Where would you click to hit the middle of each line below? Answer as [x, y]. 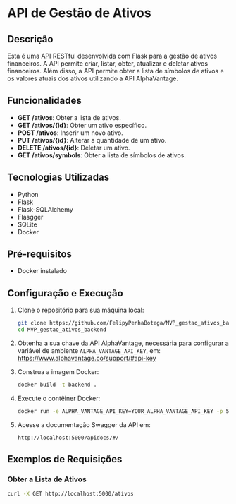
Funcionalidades [45, 101]
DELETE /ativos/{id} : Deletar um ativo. [74, 148]
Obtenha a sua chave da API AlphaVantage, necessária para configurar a [123, 343]
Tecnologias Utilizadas [58, 178]
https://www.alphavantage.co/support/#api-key [87, 358]
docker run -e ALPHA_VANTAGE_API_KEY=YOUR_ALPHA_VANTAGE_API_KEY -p [120, 411]
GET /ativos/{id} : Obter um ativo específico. [82, 125]
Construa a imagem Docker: [58, 372]
